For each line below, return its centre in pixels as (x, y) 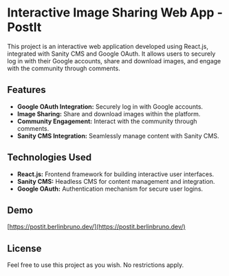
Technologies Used (49, 157)
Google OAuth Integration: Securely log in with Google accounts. (110, 106)
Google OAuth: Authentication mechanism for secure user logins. (110, 189)
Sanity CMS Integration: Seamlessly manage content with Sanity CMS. (118, 136)
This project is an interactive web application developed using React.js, (108, 46)
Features (26, 90)
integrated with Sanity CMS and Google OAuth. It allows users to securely (111, 54)
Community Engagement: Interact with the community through (107, 121)
